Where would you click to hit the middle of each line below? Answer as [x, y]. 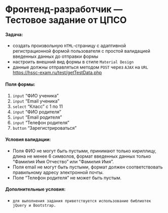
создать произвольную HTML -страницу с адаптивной [69, 46]
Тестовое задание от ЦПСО [66, 20]
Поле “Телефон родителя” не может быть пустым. [67, 177]
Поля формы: [20, 84]
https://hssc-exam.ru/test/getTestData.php [57, 73]
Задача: [14, 34]
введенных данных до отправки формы [55, 56]
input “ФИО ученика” [36, 95]
